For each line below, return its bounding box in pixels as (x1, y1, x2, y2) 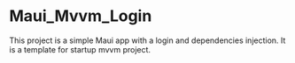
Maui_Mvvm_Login (9, 6, 152, 26)
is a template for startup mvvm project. (9, 44, 151, 54)
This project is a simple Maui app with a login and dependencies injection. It (9, 35, 286, 45)
